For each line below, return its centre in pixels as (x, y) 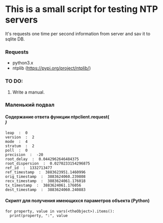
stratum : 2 (20, 146)
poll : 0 (16, 150)
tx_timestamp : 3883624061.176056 (43, 185)
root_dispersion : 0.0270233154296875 (48, 163)
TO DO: (14, 81)
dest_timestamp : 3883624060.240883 (45, 189)
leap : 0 (16, 133)
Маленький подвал (30, 105)
